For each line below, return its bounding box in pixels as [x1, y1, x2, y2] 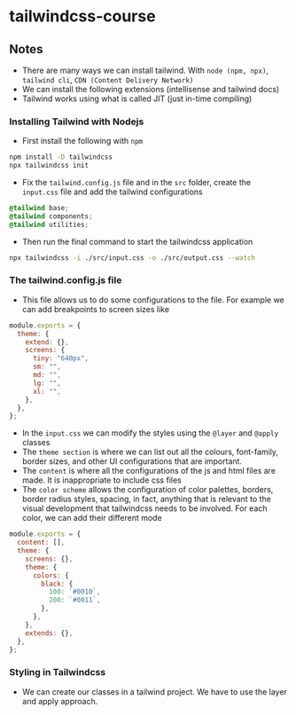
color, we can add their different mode [21, 513, 162, 523]
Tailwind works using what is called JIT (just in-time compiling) [21, 93, 253, 104]
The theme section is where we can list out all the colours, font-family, [21, 446, 279, 458]
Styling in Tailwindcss [9, 666, 106, 679]
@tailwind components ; [9, 211, 93, 221]
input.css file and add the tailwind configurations [21, 186, 203, 197]
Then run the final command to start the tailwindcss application [21, 236, 253, 247]
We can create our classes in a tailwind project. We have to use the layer [21, 686, 288, 697]
